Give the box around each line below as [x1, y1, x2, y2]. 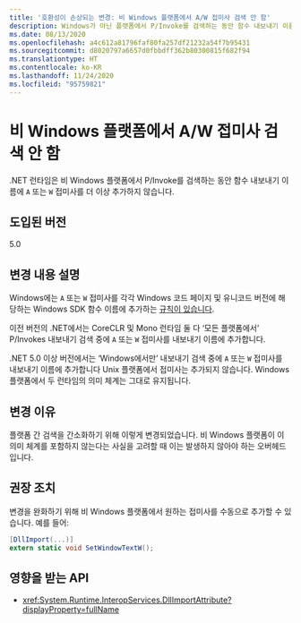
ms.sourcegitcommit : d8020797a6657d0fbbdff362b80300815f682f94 [9, 47, 251, 55]
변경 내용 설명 [9, 267, 81, 282]
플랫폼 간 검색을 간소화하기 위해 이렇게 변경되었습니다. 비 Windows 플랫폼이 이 [9, 430, 285, 440]
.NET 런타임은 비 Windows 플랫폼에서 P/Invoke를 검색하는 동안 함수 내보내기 [9, 175, 280, 185]
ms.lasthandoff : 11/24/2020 [9, 72, 115, 81]
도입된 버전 [9, 214, 67, 229]
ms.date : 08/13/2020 [9, 30, 87, 38]
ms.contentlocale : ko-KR [9, 64, 102, 73]
